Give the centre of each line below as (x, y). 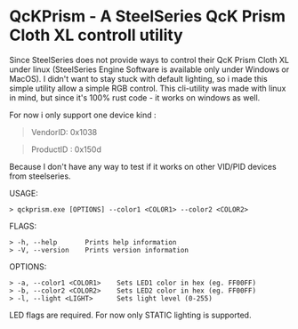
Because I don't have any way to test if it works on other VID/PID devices (143, 166)
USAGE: (24, 193)
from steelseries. (40, 176)
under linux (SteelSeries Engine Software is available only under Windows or (149, 69)
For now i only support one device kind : (83, 115)
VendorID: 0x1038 (64, 132)
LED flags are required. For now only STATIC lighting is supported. (130, 315)
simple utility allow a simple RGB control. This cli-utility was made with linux (148, 88)
